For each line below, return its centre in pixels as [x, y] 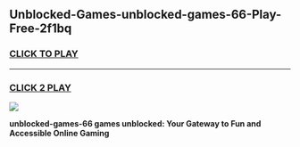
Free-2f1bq [41, 29]
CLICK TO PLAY [44, 54]
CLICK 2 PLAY [40, 87]
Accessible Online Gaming [59, 133]
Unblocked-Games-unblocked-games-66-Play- [146, 15]
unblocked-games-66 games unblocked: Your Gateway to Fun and [135, 123]
